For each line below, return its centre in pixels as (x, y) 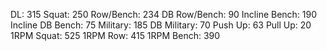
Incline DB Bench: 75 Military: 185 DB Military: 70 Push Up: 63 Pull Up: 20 (161, 25)
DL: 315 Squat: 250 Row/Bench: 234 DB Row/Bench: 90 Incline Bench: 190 (164, 14)
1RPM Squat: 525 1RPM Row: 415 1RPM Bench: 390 (115, 35)
